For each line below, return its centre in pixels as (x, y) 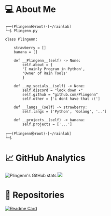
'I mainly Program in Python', (54, 69)
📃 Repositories (35, 195)
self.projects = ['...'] (47, 124)
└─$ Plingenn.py (21, 31)
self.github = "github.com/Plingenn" (60, 94)
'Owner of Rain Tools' (45, 73)
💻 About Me (31, 9)
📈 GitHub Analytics (45, 158)
